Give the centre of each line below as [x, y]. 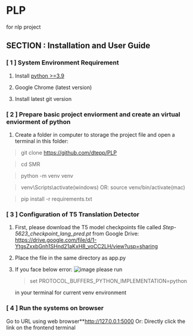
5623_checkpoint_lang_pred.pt [53, 234]
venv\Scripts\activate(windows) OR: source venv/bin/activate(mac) [103, 187]
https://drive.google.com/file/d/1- [56, 240]
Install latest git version [43, 98]
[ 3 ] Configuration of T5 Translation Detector [73, 214]
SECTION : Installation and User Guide [78, 46]
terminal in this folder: [41, 141]
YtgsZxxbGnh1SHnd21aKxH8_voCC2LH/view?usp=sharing [86, 246]
